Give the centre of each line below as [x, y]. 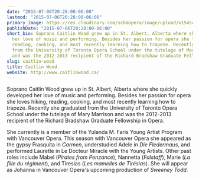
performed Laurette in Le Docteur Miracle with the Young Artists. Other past [99, 151]
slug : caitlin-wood [31, 61]
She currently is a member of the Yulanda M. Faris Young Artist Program [94, 132]
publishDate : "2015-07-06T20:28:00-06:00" [60, 28]
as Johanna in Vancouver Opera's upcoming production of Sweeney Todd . [97, 170]
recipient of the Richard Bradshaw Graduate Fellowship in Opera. [86, 121]
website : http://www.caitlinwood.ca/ [53, 72]
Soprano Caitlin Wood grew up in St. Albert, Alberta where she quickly [92, 89]
